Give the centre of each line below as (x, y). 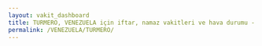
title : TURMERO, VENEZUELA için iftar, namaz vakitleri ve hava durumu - (132, 23)
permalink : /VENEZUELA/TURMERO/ (61, 30)
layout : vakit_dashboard (49, 15)
